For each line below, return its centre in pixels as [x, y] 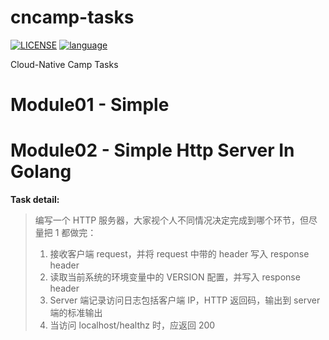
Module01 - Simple [90, 105]
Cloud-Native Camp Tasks [64, 64]
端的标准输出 [76, 313]
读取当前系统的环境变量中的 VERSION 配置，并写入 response [175, 277]
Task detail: [35, 200]
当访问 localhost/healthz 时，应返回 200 [132, 325]
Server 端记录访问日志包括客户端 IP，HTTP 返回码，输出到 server [185, 300]
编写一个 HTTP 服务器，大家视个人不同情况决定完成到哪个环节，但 [172, 220]
